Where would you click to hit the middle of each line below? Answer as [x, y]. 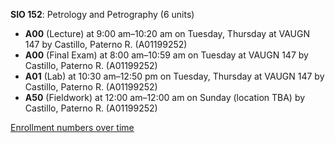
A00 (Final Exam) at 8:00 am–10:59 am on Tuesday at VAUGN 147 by [166, 55]
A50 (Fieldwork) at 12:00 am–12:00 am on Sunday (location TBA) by [165, 97]
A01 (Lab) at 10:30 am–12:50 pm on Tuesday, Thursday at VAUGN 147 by [174, 76]
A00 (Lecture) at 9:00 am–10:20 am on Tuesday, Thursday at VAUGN [167, 33]
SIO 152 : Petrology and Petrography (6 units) [102, 14]
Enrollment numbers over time [72, 127]
